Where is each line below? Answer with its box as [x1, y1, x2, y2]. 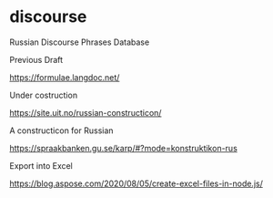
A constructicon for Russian [9, 125, 114, 136]
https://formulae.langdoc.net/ [9, 71, 120, 83]
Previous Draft [9, 54, 64, 65]
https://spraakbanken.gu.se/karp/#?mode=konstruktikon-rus [9, 142, 238, 153]
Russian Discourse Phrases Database [9, 36, 150, 47]
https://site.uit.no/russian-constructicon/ [9, 107, 162, 118]
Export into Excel [9, 160, 73, 171]
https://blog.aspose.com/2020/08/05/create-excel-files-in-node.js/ [9, 178, 264, 189]
